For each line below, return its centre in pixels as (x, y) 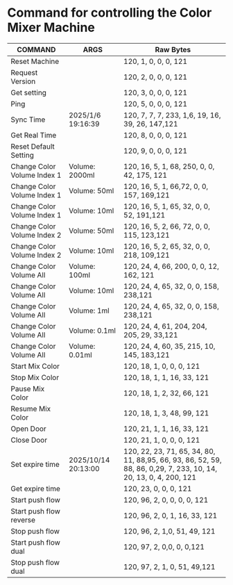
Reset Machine (35, 61)
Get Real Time (34, 135)
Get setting (29, 92)
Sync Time (28, 120)
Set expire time (35, 464)
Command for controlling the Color (110, 13)
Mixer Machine (51, 27)
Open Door (28, 429)
